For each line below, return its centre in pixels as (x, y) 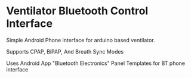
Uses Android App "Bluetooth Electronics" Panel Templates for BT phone (95, 63)
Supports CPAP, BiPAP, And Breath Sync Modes (65, 51)
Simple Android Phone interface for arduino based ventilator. (81, 40)
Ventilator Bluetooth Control (77, 11)
